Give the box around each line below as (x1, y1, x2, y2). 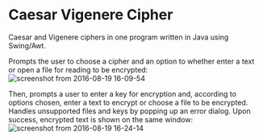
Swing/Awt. (8, 40, 47, 50)
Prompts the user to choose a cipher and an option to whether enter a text (8, 56, 255, 66)
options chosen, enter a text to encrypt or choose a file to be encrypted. (8, 97, 248, 107)
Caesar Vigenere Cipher (8, 6, 173, 24)
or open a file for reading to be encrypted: (8, 64, 148, 74)
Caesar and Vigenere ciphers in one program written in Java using (8, 32, 229, 42)
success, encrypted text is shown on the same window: (8, 114, 194, 124)
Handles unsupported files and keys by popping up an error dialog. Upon (8, 106, 252, 116)
